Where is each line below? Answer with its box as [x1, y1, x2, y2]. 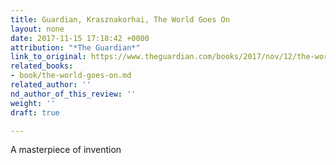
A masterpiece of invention [10, 144, 122, 156]
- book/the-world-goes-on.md [10, 71, 132, 81]
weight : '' [10, 98, 56, 108]
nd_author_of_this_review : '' [10, 89, 137, 99]
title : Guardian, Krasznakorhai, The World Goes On [10, 14, 230, 25]
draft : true [10, 107, 60, 118]
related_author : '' [10, 80, 92, 90]
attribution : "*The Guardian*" [10, 42, 141, 53]
